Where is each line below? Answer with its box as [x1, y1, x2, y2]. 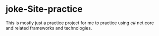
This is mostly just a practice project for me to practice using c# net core [5, 20, 154, 26]
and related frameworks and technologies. [5, 25, 92, 31]
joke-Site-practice [5, 3, 83, 15]
